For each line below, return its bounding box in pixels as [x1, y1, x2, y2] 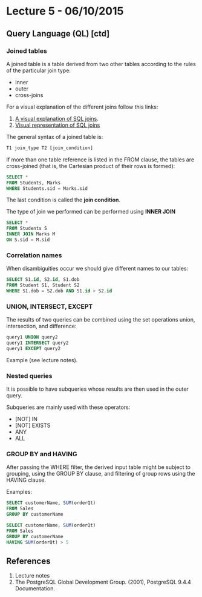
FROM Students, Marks [6, 180, 61, 186]
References [6, 556, 51, 566]
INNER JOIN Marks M [6, 231, 56, 237]
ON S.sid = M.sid [6, 237, 50, 243]
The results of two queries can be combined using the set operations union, [6, 316, 195, 323]
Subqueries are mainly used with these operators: [6, 403, 131, 411]
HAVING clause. [6, 476, 47, 484]
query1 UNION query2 [6, 334, 59, 340]
